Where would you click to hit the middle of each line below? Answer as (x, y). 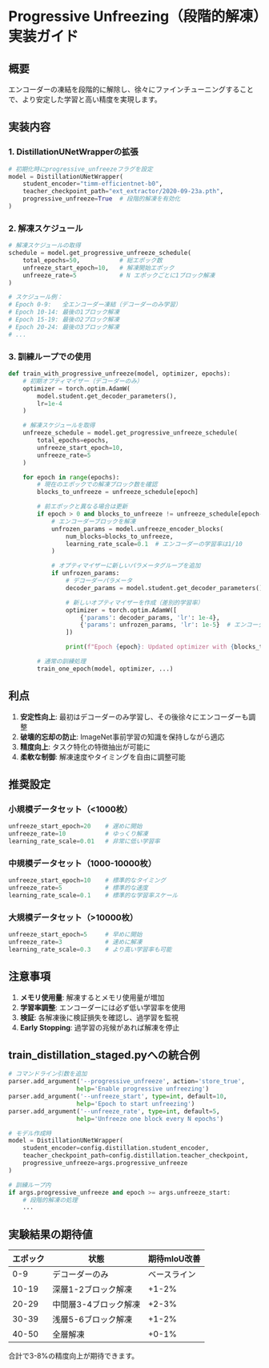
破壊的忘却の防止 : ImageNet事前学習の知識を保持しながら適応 (122, 737)
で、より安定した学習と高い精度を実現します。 (85, 99)
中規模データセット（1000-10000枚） (82, 863)
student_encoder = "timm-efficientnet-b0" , (92, 184)
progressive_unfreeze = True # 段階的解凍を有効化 (102, 199)
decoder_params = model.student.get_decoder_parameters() (164, 588)
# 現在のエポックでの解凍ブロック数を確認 (97, 485)
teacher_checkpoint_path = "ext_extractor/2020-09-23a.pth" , (123, 192)
